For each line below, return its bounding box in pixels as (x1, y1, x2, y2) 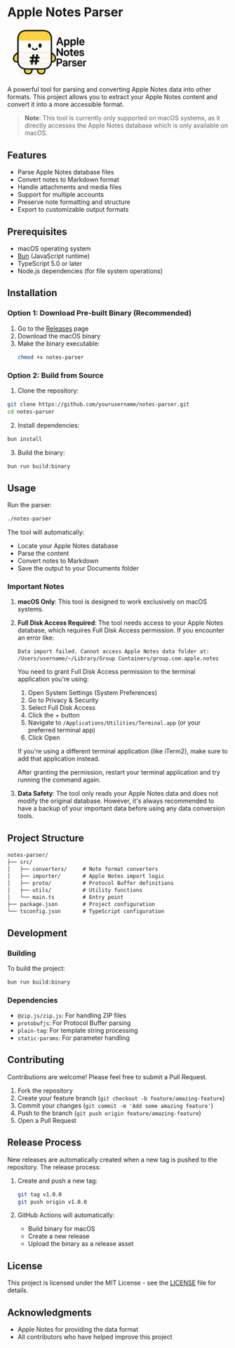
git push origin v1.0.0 (17, 1198, 88, 1205)
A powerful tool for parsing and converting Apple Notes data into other (7, 85, 212, 94)
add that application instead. (17, 754, 100, 763)
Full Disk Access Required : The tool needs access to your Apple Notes (17, 618, 224, 627)
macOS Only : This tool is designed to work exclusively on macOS (17, 597, 207, 606)
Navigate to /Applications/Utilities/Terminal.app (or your (27, 718, 201, 727)
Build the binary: (17, 448, 65, 457)
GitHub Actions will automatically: (17, 1211, 115, 1219)
